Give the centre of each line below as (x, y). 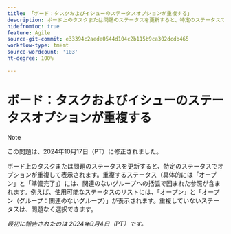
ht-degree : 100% (30, 58)
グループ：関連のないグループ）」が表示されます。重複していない (110, 200)
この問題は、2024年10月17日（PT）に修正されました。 (85, 151)
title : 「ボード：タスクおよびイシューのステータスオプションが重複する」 (100, 13)
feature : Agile (29, 33)
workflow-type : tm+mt (38, 45)
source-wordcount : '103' (43, 52)
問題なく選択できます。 (64, 209)
